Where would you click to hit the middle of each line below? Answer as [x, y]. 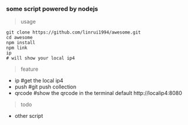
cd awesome [19, 38]
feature [29, 69]
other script [29, 116]
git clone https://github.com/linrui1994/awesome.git [74, 32]
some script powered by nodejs [52, 9]
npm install [21, 43]
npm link [17, 48]
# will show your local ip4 [41, 58]
